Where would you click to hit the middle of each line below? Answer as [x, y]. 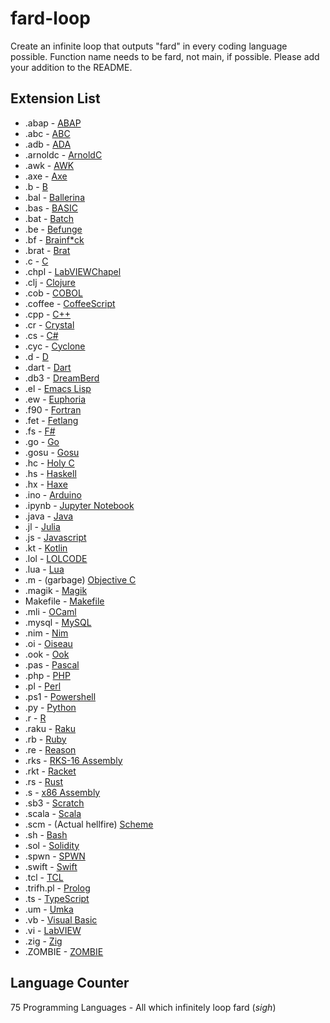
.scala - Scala [53, 813]
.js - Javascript [55, 537]
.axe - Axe [46, 176]
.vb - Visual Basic [61, 919]
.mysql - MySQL [58, 622]
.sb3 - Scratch [54, 803]
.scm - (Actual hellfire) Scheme [89, 824]
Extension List [55, 98]
